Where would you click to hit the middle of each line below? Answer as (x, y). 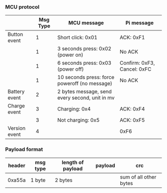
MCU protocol (22, 7)
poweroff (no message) (85, 84)
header (17, 165)
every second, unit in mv (86, 98)
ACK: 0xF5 (132, 120)
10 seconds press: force (86, 77)
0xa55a (17, 180)
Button (15, 34)
